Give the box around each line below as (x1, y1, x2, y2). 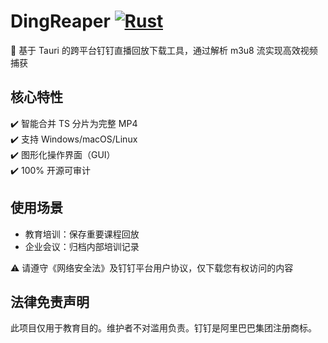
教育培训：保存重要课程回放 (24, 228, 140, 240)
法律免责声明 (10, 293, 90, 310)
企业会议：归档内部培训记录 (24, 240, 140, 252)
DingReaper (10, 10, 111, 33)
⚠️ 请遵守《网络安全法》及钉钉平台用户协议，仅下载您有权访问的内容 (10, 261, 294, 274)
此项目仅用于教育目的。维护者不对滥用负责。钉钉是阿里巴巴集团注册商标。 (10, 322, 317, 334)
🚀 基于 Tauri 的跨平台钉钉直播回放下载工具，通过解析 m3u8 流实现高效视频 (10, 44, 318, 56)
